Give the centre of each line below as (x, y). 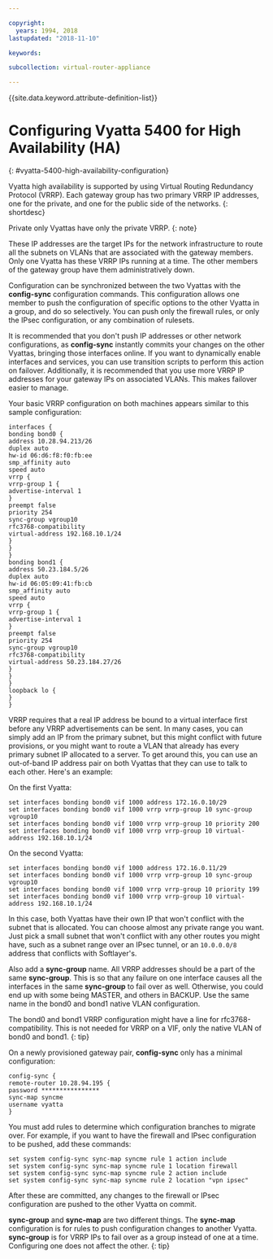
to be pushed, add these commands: (70, 1144)
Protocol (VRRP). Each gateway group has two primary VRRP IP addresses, (134, 195)
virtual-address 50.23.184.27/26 (65, 662)
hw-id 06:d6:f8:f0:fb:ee (50, 456)
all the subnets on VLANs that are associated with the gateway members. (131, 252)
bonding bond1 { (36, 562)
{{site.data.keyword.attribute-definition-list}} (83, 98)
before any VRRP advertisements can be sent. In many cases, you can (126, 728)
